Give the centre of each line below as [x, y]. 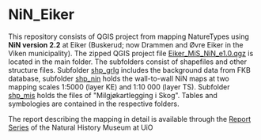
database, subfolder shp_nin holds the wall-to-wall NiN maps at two [119, 78]
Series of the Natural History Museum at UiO [81, 127]
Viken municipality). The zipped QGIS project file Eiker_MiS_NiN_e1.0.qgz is [131, 53]
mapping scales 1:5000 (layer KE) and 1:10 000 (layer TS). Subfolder [119, 87]
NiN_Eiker [42, 15]
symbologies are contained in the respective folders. [94, 104]
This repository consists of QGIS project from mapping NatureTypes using [129, 36]
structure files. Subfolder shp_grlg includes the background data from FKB [129, 70]
